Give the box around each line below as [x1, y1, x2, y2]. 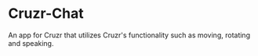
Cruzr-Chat [8, 5, 84, 23]
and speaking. [8, 38, 54, 47]
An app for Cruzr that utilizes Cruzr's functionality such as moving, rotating [8, 30, 251, 40]
